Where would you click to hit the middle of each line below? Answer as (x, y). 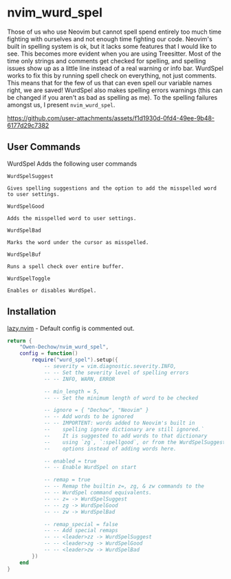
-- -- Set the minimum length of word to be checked (121, 398)
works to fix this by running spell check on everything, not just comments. (112, 75)
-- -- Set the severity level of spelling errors (116, 373)
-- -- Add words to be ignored (89, 417)
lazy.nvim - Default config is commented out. (71, 328)
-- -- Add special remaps (81, 531)
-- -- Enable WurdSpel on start (90, 468)
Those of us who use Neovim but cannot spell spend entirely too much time (114, 32)
